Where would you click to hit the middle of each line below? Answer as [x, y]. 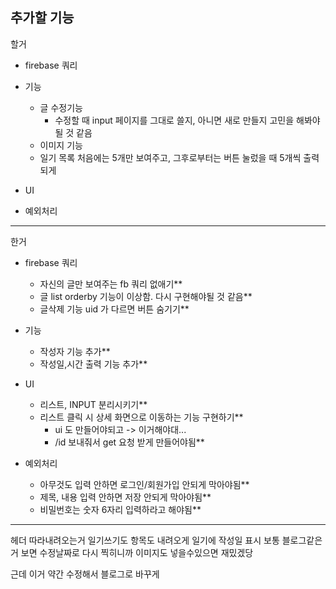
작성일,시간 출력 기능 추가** [93, 364]
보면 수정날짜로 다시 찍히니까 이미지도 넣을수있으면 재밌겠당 [137, 552]
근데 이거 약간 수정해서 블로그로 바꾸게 [85, 574]
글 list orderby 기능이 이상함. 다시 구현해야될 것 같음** [146, 296]
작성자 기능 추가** [75, 351]
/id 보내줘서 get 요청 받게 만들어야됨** [129, 442]
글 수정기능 [61, 107]
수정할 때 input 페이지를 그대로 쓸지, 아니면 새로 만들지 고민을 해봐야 [187, 120]
